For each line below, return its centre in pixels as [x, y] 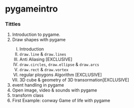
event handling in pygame [38, 85]
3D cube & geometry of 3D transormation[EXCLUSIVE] [74, 80]
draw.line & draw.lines [43, 54]
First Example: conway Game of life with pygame [61, 101]
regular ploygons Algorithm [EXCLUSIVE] [61, 75]
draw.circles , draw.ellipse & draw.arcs [59, 64]
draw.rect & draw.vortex [44, 70]
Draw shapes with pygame [39, 40]
